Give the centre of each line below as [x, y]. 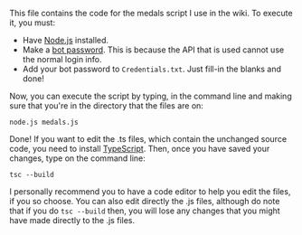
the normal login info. [62, 59]
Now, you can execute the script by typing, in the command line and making [151, 96]
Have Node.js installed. [66, 40]
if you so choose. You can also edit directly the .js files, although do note [145, 201]
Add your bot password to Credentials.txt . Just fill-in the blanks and [152, 69]
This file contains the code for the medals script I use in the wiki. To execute [151, 13]
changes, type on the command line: [78, 158]
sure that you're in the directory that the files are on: [106, 106]
